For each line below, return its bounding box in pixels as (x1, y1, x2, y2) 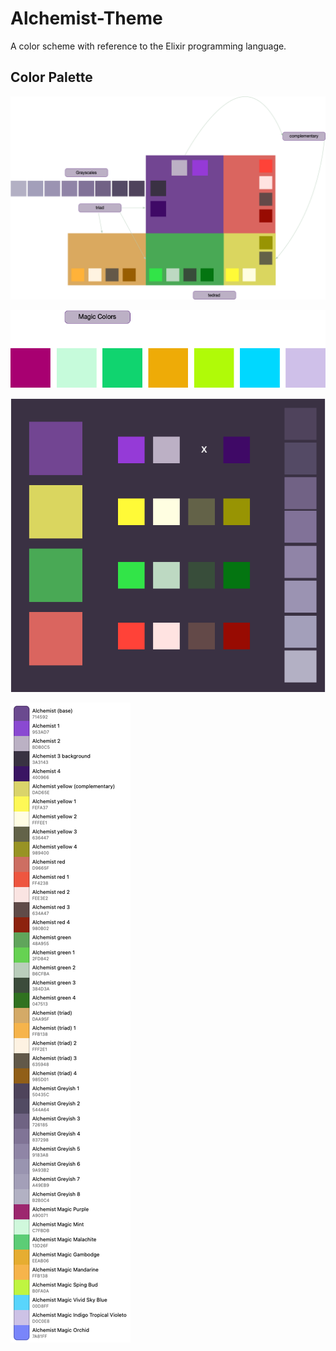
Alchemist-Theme (10, 7, 163, 30)
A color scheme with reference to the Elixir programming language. (10, 40, 287, 52)
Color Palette (10, 69, 93, 86)
